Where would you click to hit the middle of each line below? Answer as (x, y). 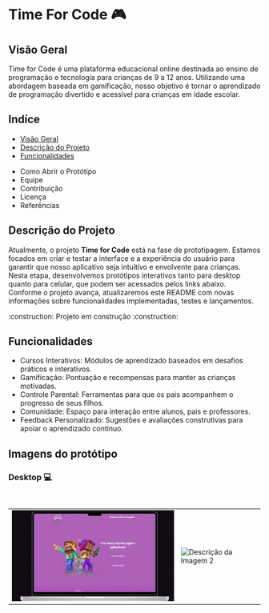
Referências (40, 205)
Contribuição (41, 188)
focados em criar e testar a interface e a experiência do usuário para (122, 258)
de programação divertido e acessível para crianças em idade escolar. (124, 94)
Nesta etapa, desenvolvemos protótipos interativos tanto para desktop (124, 275)
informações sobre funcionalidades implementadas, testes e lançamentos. (131, 301)
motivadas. (38, 386)
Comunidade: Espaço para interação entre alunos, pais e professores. (135, 411)
